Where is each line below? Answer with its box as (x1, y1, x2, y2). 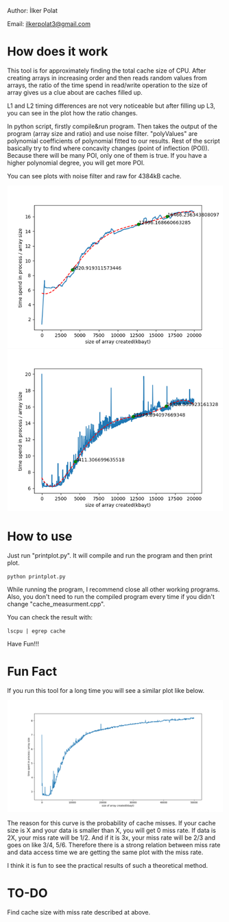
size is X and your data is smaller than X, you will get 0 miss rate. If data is (7, 826, 216, 834)
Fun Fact (7, 664, 57, 679)
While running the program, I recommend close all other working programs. (7, 585, 220, 593)
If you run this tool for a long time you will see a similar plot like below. (7, 686, 205, 694)
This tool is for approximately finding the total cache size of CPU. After (7, 66, 206, 75)
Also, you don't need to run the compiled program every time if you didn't (7, 592, 215, 600)
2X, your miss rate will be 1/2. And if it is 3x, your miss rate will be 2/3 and (7, 834, 216, 842)
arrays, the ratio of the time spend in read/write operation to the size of (7, 81, 208, 89)
